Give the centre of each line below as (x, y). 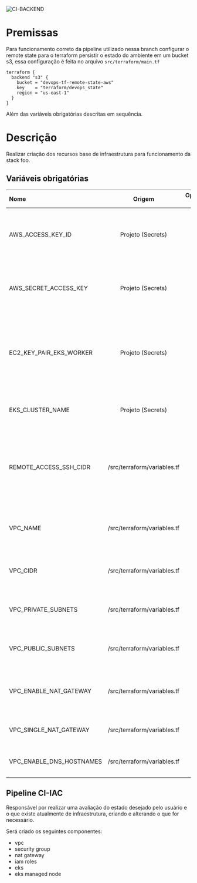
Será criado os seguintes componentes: (54, 831)
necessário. (20, 820)
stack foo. (18, 160)
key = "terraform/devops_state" (60, 87)
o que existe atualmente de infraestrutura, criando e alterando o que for (93, 814)
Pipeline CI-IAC (35, 793)
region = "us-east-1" (43, 93)
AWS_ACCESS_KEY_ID (40, 234)
